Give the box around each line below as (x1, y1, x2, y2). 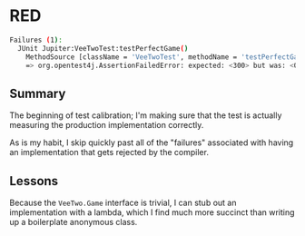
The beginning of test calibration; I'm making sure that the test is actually (9, 110, 282, 121)
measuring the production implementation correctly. (9, 120, 204, 131)
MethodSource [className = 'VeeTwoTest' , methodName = (25, 52, 238, 62)
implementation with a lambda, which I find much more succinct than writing (9, 207, 295, 218)
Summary (9, 85, 66, 101)
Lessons (9, 173, 59, 189)
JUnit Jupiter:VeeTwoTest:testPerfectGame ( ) (17, 44, 189, 53)
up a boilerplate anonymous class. (9, 217, 138, 228)
